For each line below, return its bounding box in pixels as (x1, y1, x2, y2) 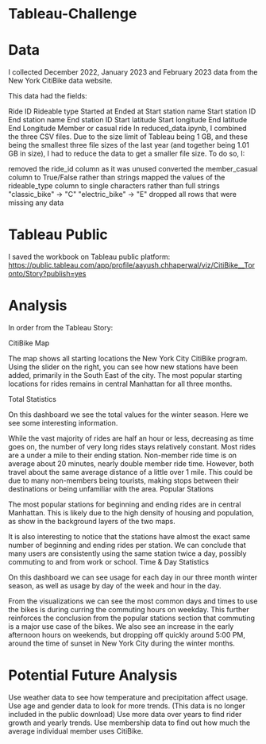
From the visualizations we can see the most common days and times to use (8, 596, 258, 606)
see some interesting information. (8, 418, 118, 427)
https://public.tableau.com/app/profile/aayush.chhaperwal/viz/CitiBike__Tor (8, 260, 256, 270)
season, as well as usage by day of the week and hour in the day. (8, 581, 222, 590)
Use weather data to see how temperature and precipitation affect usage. (8, 692, 249, 702)
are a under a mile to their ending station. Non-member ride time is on (8, 450, 237, 460)
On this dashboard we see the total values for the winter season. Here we (8, 410, 249, 419)
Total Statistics (8, 395, 57, 403)
